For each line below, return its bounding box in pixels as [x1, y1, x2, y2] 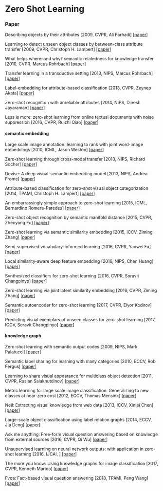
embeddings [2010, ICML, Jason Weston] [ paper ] [5, 146, 104, 152]
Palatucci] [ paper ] [5, 349, 41, 355]
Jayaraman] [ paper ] [5, 105, 45, 110]
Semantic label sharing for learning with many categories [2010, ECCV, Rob [5, 358, 156, 364]
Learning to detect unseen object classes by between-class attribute [5, 41, 143, 47]
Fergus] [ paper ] [5, 364, 37, 369]
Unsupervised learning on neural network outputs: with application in [5, 446, 144, 452]
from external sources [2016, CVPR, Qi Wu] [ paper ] [5, 436, 108, 442]
